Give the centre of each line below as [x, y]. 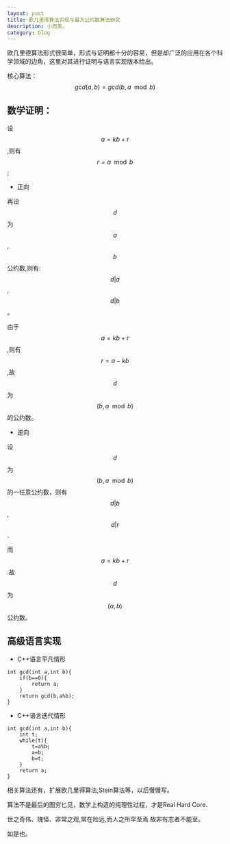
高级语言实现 [34, 641]
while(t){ [34, 741]
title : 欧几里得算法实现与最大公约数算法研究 [64, 20]
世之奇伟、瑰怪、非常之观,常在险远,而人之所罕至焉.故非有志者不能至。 [106, 819]
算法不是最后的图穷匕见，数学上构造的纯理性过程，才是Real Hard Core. [107, 804]
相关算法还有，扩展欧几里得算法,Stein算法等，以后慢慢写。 [90, 790]
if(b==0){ [34, 678]
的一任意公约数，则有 [37, 492]
